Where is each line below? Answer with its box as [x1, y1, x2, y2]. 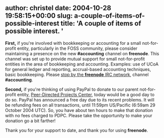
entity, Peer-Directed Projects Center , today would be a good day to [17, 91, 155, 98]
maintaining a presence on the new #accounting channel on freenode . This [5, 50, 159, 56]
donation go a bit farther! [5, 118, 56, 124]
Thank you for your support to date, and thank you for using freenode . [5, 127, 148, 133]
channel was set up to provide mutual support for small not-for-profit [5, 56, 145, 62]
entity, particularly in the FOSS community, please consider [17, 45, 138, 51]
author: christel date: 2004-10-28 [5, 4, 112, 12]
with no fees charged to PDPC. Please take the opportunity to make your [5, 112, 153, 118]
